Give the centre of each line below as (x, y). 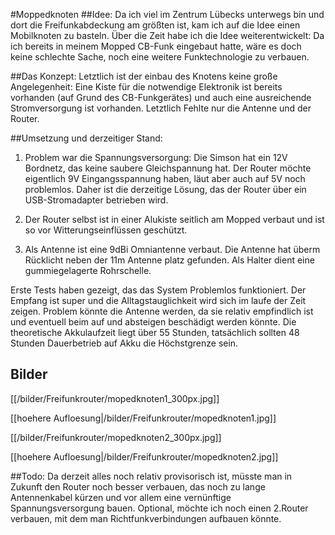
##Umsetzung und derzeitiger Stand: (86, 138)
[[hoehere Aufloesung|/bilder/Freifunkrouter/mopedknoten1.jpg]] (143, 418)
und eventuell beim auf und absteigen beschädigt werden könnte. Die (153, 322)
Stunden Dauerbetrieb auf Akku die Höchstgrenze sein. (124, 343)
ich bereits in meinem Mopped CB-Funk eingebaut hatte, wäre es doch (156, 46)
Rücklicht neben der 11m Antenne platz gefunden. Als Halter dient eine (169, 260)
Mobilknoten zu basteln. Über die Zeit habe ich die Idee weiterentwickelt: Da (167, 35)
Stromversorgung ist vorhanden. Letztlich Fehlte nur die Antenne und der (161, 108)
